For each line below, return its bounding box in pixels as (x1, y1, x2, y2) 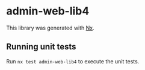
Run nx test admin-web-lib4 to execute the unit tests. (6, 57, 140, 65)
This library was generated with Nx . (6, 24, 94, 31)
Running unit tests (6, 42, 76, 52)
